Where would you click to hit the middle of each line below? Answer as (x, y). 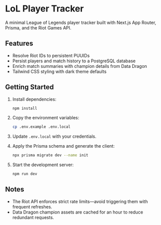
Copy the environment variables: (46, 118)
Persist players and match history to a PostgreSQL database (74, 61)
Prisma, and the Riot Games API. (38, 27)
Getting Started (30, 87)
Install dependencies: (34, 99)
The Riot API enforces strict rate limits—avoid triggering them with (80, 201)
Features (19, 44)
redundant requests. (33, 217)
